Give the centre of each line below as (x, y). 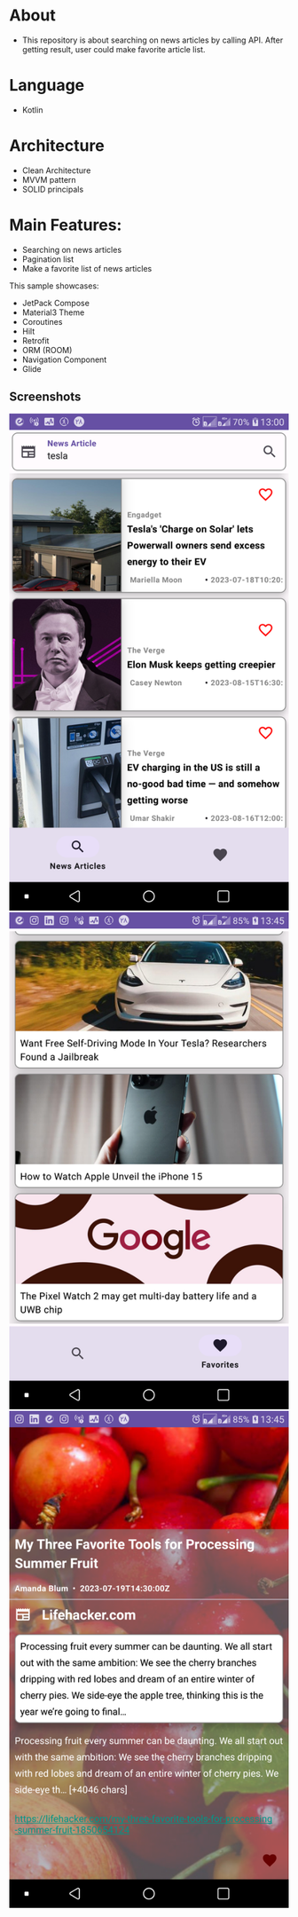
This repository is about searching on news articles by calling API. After (153, 40)
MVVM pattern (49, 179)
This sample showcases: (54, 286)
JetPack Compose (56, 303)
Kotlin (32, 110)
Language (47, 86)
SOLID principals (53, 189)
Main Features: (66, 225)
